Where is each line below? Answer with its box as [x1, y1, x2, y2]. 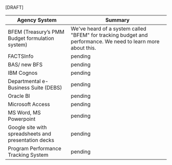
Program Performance [8, 145, 61, 152]
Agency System [17, 16, 57, 24]
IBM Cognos [8, 69, 38, 76]
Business [8, 84, 30, 91]
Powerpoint [8, 115, 36, 122]
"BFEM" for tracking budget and [71, 32, 148, 38]
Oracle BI [8, 92, 30, 99]
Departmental [8, 78, 41, 85]
